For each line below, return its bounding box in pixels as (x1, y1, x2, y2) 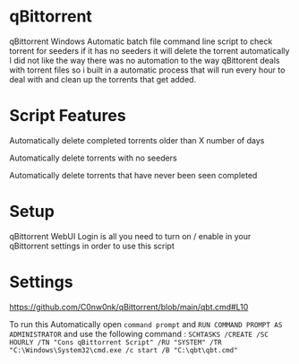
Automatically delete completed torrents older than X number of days (9, 134, 265, 145)
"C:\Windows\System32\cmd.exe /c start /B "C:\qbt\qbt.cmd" (9, 345, 239, 355)
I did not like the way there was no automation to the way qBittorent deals (9, 55, 280, 65)
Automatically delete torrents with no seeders (9, 152, 177, 163)
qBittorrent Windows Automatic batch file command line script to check (9, 36, 273, 47)
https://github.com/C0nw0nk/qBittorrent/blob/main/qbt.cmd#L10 (9, 301, 249, 312)
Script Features (9, 106, 127, 126)
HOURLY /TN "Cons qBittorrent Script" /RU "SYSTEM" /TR (9, 338, 222, 347)
